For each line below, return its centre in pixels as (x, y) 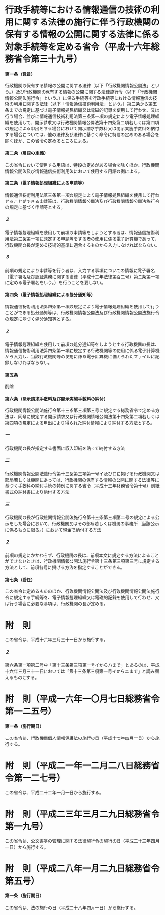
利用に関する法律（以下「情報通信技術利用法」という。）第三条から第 (83, 104)
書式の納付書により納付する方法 (37, 492)
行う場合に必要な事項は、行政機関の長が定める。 (59, 604)
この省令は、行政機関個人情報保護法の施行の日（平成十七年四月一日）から (80, 738)
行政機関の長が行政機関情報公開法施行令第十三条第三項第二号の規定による (80, 517)
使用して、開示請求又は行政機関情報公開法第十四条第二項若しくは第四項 (86, 123)
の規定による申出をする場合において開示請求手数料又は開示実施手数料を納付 (82, 128)
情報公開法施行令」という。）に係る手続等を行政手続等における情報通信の (79, 98)
